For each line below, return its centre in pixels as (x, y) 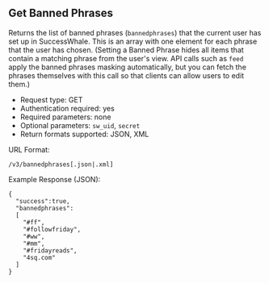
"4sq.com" (40, 257)
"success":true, (43, 201)
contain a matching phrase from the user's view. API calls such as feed (126, 58)
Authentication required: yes (67, 108)
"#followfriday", (52, 229)
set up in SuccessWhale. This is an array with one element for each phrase (133, 41)
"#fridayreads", (50, 250)
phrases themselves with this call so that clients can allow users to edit (126, 75)
